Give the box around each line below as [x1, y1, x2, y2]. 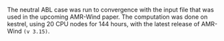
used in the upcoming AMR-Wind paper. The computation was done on [7, 13, 208, 21]
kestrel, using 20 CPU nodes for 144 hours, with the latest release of [7, 20, 200, 28]
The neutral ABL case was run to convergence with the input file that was [7, 6, 214, 13]
